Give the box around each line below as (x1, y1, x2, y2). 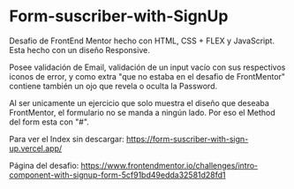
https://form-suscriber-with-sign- (126, 133, 249, 144)
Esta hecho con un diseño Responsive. (9, 44, 150, 55)
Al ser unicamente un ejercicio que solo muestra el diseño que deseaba (9, 97, 269, 108)
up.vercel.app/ (9, 143, 63, 154)
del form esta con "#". (9, 117, 90, 127)
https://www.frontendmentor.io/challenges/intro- (80, 160, 259, 170)
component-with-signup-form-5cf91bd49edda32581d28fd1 (9, 170, 227, 180)
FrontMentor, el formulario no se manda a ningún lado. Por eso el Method (9, 107, 275, 117)
